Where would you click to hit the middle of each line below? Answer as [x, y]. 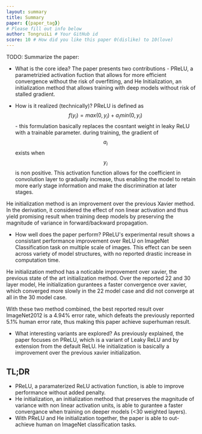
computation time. [37, 260]
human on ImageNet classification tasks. [86, 424]
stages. [24, 192]
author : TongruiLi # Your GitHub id [52, 34]
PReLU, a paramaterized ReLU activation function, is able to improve [99, 386]
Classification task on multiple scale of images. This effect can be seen [103, 247]
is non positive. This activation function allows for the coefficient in [98, 173]
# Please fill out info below [44, 29]
